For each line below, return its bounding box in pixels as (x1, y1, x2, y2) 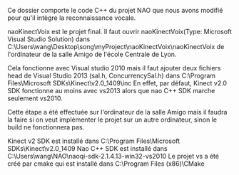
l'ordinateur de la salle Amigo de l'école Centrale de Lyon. (7, 50, 177, 58)
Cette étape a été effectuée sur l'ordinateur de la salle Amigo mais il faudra (7, 108, 228, 116)
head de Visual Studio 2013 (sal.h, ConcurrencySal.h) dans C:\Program (7, 71, 216, 80)
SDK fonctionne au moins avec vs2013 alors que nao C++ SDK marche (7, 87, 215, 95)
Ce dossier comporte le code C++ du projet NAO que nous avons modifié (7, 6, 223, 14)
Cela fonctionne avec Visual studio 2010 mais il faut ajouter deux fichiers (7, 64, 221, 72)
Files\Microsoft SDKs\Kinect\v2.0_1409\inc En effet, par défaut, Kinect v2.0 (7, 79, 227, 87)
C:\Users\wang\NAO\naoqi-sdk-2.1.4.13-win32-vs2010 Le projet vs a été (7, 152, 220, 160)
